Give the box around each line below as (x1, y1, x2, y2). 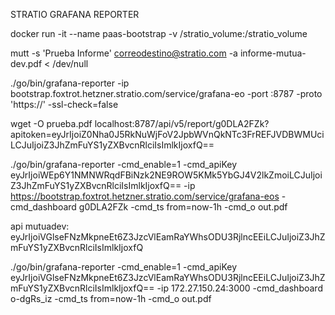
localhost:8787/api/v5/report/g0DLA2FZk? (94, 118, 270, 129)
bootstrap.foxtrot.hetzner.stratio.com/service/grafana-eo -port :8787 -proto (10, 88, 323, 99)
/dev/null (52, 58, 89, 69)
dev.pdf (10, 58, 43, 69)
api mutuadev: (10, 220, 70, 232)
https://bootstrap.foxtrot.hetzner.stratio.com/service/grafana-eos (10, 190, 280, 202)
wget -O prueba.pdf (10, 118, 93, 129)
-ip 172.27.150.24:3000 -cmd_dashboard (156, 282, 323, 294)
